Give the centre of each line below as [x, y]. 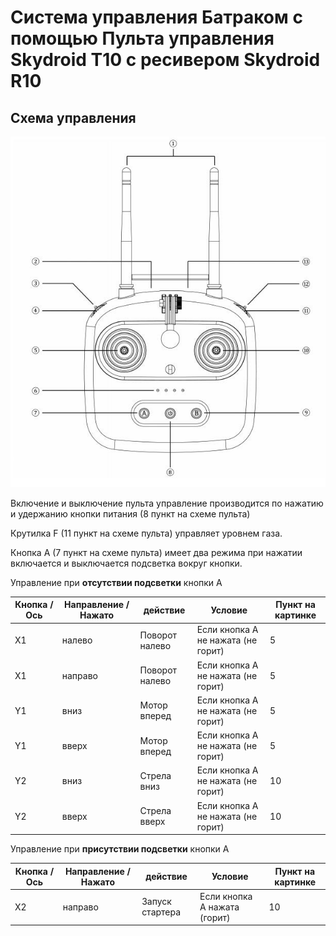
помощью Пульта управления [142, 38]
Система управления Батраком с [156, 17]
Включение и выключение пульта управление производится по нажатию [167, 503]
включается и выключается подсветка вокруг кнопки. [126, 563]
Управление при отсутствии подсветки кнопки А [116, 582]
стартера [161, 912]
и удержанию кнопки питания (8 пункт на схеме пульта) [130, 513]
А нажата [219, 907]
